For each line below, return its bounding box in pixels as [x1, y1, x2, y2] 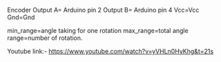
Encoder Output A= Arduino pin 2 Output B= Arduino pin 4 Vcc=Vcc [7, 6, 200, 14]
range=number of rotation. [7, 34, 83, 42]
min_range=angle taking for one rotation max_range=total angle [7, 27, 189, 34]
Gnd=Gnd [7, 13, 35, 21]
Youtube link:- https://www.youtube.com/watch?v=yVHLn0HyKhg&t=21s [7, 48, 214, 55]
